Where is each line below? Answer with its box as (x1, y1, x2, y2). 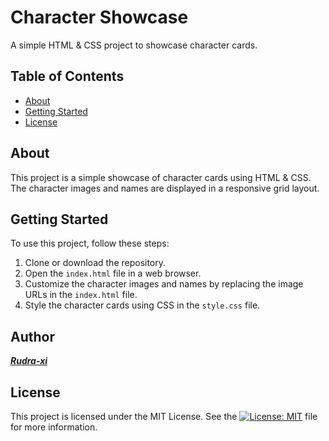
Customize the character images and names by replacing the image (24, 278, 304, 290)
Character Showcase (10, 6, 189, 29)
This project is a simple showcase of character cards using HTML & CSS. (10, 171, 312, 183)
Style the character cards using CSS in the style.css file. (24, 299, 261, 311)
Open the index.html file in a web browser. (24, 267, 202, 280)
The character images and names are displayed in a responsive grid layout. (10, 182, 320, 194)
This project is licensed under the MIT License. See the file (10, 411, 318, 422)
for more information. (10, 421, 98, 433)
